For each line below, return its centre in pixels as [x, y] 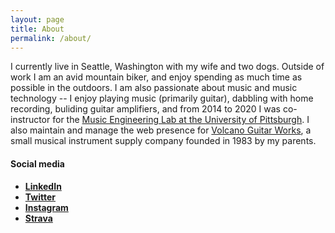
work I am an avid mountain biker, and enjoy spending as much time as [156, 77]
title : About [37, 29]
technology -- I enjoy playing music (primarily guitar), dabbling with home [162, 98]
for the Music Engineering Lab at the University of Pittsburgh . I [181, 120]
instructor [30, 120]
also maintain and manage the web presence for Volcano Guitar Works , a [161, 130]
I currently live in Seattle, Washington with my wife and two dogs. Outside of [167, 67]
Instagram [46, 207]
